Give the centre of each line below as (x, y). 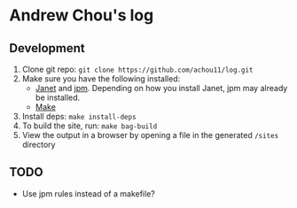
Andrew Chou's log (82, 15)
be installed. (58, 97)
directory (39, 144)
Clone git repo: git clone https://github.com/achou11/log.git (137, 69)
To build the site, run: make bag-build (90, 126)
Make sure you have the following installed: (101, 79)
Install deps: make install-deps (79, 116)
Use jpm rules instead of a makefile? (88, 193)
